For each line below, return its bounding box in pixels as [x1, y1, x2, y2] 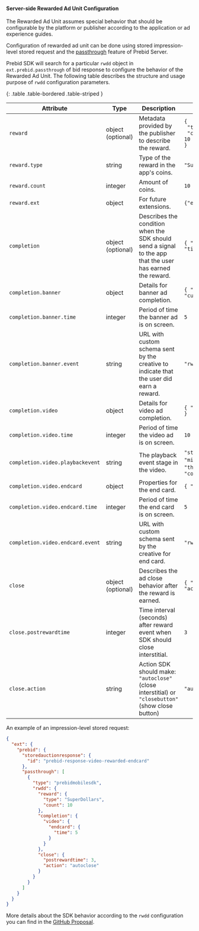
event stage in [139, 459, 178, 467]
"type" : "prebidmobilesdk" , [32, 780, 102, 786]
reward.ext [9, 199, 40, 206]
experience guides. [6, 30, 53, 38]
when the [139, 227, 165, 236]
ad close [139, 574, 163, 583]
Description [142, 104, 176, 113]
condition [139, 220, 165, 228]
